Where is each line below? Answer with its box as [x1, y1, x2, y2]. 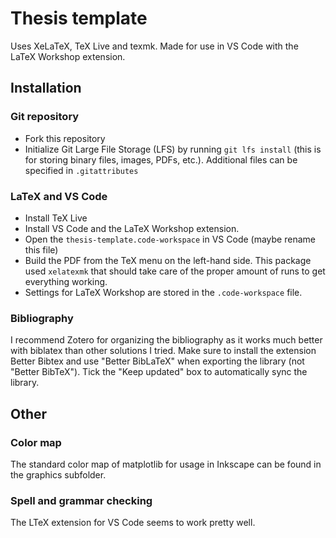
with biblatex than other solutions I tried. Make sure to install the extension [10, 345, 317, 357]
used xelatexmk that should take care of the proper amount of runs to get [24, 265, 326, 277]
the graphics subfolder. [10, 468, 107, 481]
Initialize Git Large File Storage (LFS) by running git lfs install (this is [24, 143, 322, 155]
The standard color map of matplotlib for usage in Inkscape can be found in [10, 458, 322, 470]
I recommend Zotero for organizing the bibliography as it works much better [10, 334, 323, 346]
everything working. [24, 275, 108, 287]
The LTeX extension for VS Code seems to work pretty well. [10, 517, 256, 529]
